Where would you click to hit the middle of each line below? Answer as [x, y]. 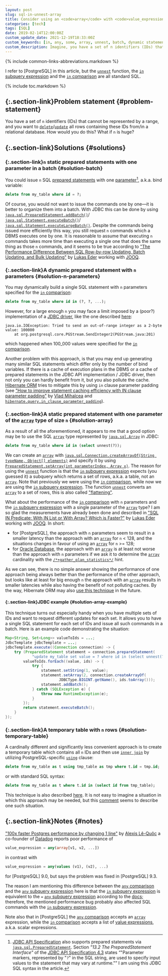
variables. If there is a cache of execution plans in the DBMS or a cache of [81, 369]
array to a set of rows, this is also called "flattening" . [59, 492]
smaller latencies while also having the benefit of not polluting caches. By [81, 585]
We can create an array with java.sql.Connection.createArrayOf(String [80, 455]
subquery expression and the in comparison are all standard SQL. [73, 76]
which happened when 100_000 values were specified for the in [71, 343]
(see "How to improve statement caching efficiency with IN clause [73, 390]
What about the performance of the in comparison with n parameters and [81, 502]
